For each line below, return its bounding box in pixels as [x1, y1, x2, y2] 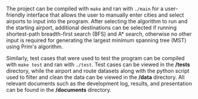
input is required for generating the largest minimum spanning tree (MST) [6, 37, 187, 44]
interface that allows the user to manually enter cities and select [26, 11, 184, 18]
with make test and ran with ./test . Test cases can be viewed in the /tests [6, 61, 190, 68]
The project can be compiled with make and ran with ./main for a [6, 5, 164, 12]
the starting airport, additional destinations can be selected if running [6, 24, 177, 31]
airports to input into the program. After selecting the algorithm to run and [6, 18, 188, 24]
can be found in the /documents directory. [6, 86, 112, 93]
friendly [6, 11, 26, 18]
